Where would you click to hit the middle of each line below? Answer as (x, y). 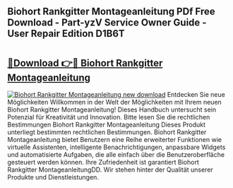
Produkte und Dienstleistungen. (53, 177)
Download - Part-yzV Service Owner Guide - (107, 23)
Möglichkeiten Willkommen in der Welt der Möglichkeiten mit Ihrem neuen (115, 102)
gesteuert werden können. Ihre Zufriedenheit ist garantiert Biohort (103, 162)
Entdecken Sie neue (196, 94)
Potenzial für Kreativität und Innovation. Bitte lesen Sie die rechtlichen (109, 117)
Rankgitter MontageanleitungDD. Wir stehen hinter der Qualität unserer (110, 170)
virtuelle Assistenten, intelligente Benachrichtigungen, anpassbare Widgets (116, 147)
